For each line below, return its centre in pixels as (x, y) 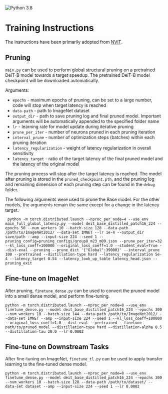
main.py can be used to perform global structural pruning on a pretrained (80, 70)
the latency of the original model (46, 164)
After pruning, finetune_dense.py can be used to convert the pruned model (82, 291)
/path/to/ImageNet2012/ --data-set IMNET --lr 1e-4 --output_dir (74, 232)
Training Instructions (49, 28)
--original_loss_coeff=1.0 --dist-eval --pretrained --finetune (73, 323)
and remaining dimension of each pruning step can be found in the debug (80, 184)
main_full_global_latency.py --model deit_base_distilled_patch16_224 (80, 223)
